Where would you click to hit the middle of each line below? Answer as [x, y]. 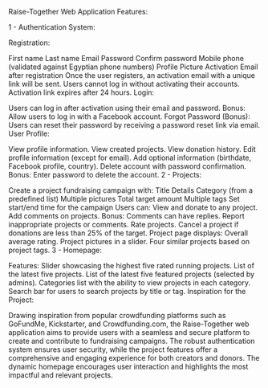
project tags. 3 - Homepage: [55, 250]
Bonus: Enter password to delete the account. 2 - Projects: [105, 175]
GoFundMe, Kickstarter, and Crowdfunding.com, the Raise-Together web [129, 324]
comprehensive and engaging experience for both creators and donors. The [134, 358]
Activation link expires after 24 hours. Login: [81, 92]
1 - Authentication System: [52, 27]
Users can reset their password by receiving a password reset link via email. [134, 125]
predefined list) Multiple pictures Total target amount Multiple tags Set [124, 199]
